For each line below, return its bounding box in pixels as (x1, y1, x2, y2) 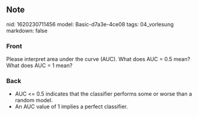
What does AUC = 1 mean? (6, 62, 73, 69)
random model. (14, 97, 53, 104)
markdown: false (6, 27, 48, 34)
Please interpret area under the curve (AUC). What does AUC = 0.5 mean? (6, 56, 191, 63)
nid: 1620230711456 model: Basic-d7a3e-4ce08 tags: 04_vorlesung (6, 20, 174, 28)
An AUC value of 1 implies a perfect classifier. (14, 103, 128, 110)
